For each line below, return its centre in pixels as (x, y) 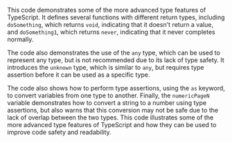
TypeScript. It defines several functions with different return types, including (116, 17)
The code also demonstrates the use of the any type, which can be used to (114, 53)
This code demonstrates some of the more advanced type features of (107, 10)
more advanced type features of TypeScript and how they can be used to (112, 125)
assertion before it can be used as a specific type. (79, 75)
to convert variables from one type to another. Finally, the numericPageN (108, 95)
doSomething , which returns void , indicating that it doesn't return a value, (110, 25)
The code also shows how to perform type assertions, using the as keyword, (116, 88)
